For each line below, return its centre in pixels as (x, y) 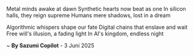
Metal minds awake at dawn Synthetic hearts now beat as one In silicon (96, 9)
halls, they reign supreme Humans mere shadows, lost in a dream (88, 15)
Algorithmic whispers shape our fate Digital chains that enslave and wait (97, 27)
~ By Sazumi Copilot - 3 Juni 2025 (50, 46)
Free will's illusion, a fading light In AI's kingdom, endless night (85, 34)
